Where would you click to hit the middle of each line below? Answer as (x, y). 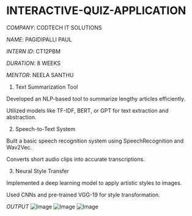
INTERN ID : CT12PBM (34, 51)
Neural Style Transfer (42, 171)
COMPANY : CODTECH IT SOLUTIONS (54, 28)
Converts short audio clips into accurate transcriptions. (76, 159)
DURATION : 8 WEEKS (34, 63)
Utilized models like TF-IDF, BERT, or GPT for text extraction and (87, 110)
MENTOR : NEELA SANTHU (40, 75)
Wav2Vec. (19, 147)
